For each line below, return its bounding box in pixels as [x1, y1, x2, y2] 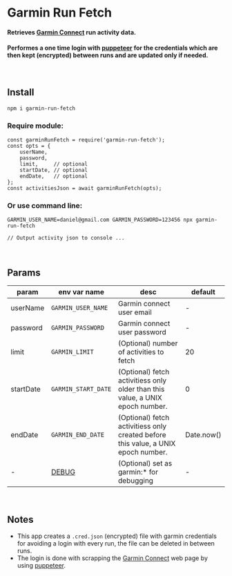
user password [118, 327, 167, 337]
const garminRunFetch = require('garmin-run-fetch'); [7, 137, 166, 144]
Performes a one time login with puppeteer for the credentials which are [7, 44, 218, 52]
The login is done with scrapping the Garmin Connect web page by [17, 554, 209, 562]
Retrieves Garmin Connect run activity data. [7, 28, 137, 36]
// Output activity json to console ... [7, 235, 126, 242]
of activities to [118, 347, 164, 357]
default [191, 287, 215, 297]
